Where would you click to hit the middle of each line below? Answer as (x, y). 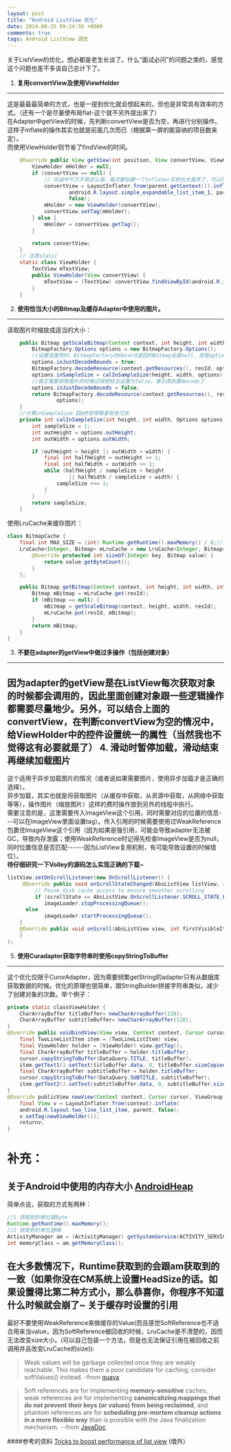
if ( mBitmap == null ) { (66, 600)
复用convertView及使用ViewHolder (68, 83)
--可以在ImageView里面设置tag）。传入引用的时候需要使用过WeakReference (114, 822)
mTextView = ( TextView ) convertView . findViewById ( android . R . (133, 281)
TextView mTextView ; (61, 269)
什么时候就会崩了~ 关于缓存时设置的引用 (93, 1305)
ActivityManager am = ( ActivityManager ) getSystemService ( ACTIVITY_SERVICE (118, 1236)
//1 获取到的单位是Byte (37, 1217)
